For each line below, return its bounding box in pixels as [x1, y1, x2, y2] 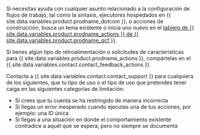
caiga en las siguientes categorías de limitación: [6, 85, 125, 92]
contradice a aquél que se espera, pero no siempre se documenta [14, 122, 178, 129]
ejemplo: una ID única [14, 110, 69, 116]
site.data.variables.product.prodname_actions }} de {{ [6, 30, 139, 38]
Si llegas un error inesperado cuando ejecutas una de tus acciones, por [14, 103, 192, 110]
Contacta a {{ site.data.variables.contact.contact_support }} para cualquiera [6, 73, 193, 79]
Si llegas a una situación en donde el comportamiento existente [14, 116, 172, 123]
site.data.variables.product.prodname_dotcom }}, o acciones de [6, 18, 163, 24]
